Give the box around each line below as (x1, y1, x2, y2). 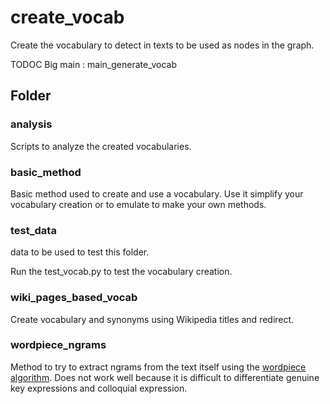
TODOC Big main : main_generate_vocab (10, 58, 177, 70)
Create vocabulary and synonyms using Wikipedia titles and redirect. (10, 313, 295, 325)
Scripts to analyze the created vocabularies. (10, 140, 192, 152)
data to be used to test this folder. (10, 246, 150, 258)
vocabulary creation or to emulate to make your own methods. (10, 198, 267, 210)
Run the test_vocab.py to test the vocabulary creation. (10, 266, 233, 278)
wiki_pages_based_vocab (10, 291, 138, 305)
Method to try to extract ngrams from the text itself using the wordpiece (10, 361, 307, 373)
